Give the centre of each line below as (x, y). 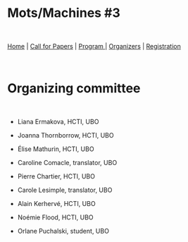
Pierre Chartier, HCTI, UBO (56, 176)
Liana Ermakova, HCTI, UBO (58, 121)
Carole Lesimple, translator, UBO (65, 190)
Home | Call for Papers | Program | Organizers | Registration (94, 46)
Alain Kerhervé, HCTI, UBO (57, 203)
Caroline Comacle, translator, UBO (67, 162)
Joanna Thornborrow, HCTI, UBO (65, 135)
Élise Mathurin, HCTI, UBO (56, 149)
